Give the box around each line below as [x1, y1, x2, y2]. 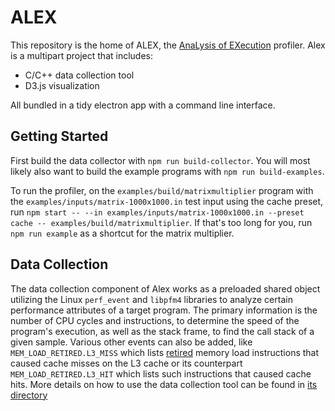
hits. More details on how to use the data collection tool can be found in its [10, 378, 318, 390]
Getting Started [10, 128, 109, 145]
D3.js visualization [24, 79, 100, 91]
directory [10, 389, 48, 401]
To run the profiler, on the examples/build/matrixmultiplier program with [10, 184, 314, 196]
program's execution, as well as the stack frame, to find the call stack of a [10, 325, 315, 337]
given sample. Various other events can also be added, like [10, 336, 253, 348]
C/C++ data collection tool [24, 69, 135, 81]
